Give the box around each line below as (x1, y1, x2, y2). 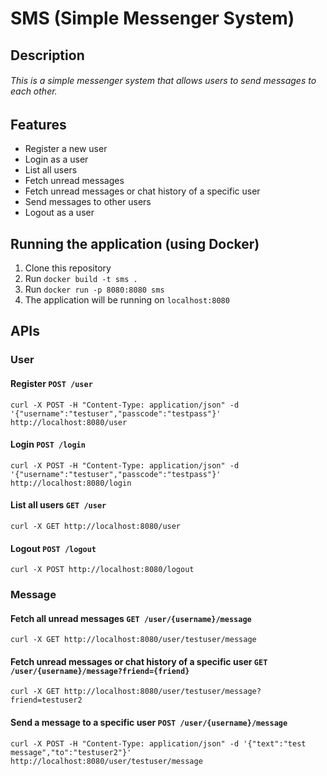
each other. (10, 85, 58, 97)
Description (10, 47, 85, 64)
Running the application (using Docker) (10, 235, 260, 252)
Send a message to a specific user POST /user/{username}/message (10, 717, 288, 729)
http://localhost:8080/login (10, 478, 132, 488)
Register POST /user (10, 377, 93, 389)
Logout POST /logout (10, 542, 97, 554)
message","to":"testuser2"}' (10, 747, 132, 757)
